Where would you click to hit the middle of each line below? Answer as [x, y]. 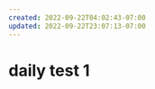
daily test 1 [50, 71]
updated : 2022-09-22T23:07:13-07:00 [77, 26]
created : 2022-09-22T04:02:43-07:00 [77, 18]
